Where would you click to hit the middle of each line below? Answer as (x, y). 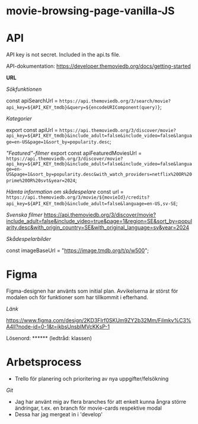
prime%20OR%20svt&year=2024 (41, 181)
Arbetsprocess (44, 362)
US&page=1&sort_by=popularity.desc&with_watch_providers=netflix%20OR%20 (99, 175)
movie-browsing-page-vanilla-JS (90, 11)
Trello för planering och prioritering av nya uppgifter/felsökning (92, 379)
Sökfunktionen (24, 89)
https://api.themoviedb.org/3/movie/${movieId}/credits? (78, 197)
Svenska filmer (24, 215)
